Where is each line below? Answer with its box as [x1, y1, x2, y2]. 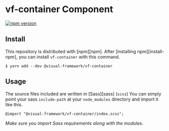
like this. [5, 101, 23, 107]
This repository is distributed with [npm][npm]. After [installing [5, 48, 136, 54]
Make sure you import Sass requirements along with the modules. [5, 120, 144, 126]
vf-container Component [5, 4, 114, 15]
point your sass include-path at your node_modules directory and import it [5, 96, 159, 102]
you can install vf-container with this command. [18, 54, 120, 60]
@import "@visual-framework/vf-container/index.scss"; [5, 111, 124, 116]
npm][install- [137, 48, 164, 54]
